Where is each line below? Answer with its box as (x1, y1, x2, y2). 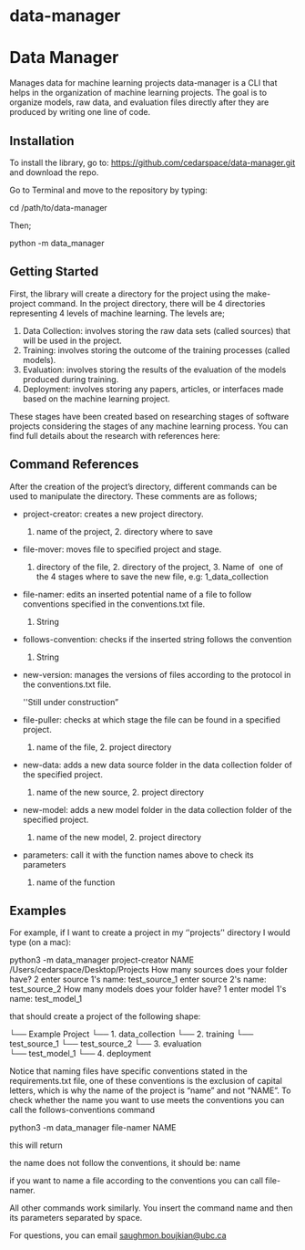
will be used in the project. (22, 335, 123, 346)
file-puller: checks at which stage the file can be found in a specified (22, 714, 280, 725)
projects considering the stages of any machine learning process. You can (9, 421, 289, 432)
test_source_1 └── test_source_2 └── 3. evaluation (9, 1038, 202, 1049)
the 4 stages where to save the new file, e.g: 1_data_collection (36, 571, 269, 582)
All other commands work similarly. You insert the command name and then (9, 1203, 293, 1214)
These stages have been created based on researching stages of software (9, 411, 290, 422)
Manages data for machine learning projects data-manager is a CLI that (9, 78, 278, 89)
